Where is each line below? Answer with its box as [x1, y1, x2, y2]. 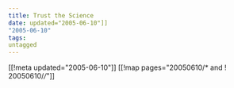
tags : [8, 33, 26, 42]
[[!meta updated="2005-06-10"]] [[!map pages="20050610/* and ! [8, 63, 228, 72]
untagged [8, 41, 37, 49]
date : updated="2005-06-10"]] [8, 19, 109, 27]
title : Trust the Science [8, 11, 94, 20]
